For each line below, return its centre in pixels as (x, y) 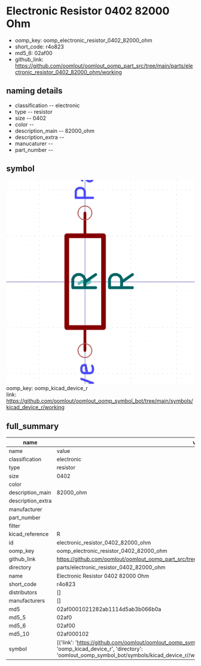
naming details (34, 91)
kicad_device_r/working (35, 407)
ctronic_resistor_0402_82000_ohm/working (68, 72)
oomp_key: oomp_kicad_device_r (47, 388)
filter (15, 526)
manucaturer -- (34, 143)
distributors (23, 592)
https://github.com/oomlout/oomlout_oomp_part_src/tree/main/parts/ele (104, 66)
